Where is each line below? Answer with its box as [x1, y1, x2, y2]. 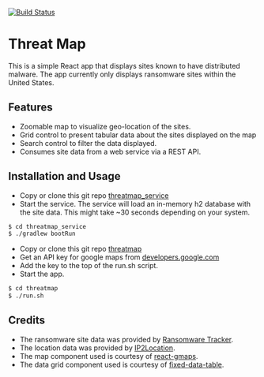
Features [8, 101, 53, 114]
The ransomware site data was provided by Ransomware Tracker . [19, 334, 234, 344]
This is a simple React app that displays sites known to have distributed [8, 61, 241, 70]
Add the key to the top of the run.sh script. [19, 261, 158, 271]
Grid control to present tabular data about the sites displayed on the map [19, 130, 257, 140]
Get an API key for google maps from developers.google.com [19, 252, 220, 262]
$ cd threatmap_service [8, 222, 87, 230]
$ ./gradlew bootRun [8, 230, 77, 238]
